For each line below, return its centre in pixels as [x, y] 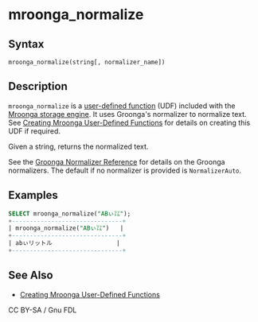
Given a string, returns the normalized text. [78, 146]
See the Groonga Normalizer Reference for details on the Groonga [117, 161]
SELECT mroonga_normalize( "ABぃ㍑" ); [70, 213]
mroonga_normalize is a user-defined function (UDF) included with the [122, 106]
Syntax [26, 44]
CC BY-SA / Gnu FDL [43, 310]
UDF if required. [35, 131]
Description [38, 86]
